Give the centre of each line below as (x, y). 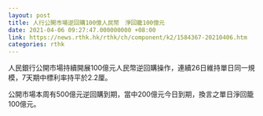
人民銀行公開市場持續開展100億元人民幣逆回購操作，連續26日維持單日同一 (128, 68)
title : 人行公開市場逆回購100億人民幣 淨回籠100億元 (87, 23)
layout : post (29, 15)
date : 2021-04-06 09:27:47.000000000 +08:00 (82, 30)
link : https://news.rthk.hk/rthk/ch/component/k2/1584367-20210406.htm (128, 37)
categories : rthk (37, 45)
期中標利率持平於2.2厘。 (72, 78)
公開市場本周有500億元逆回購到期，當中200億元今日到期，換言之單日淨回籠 (131, 94)
